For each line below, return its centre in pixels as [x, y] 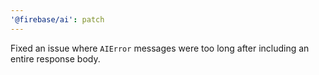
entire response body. [55, 58]
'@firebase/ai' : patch [57, 19]
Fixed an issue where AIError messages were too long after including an [160, 48]
